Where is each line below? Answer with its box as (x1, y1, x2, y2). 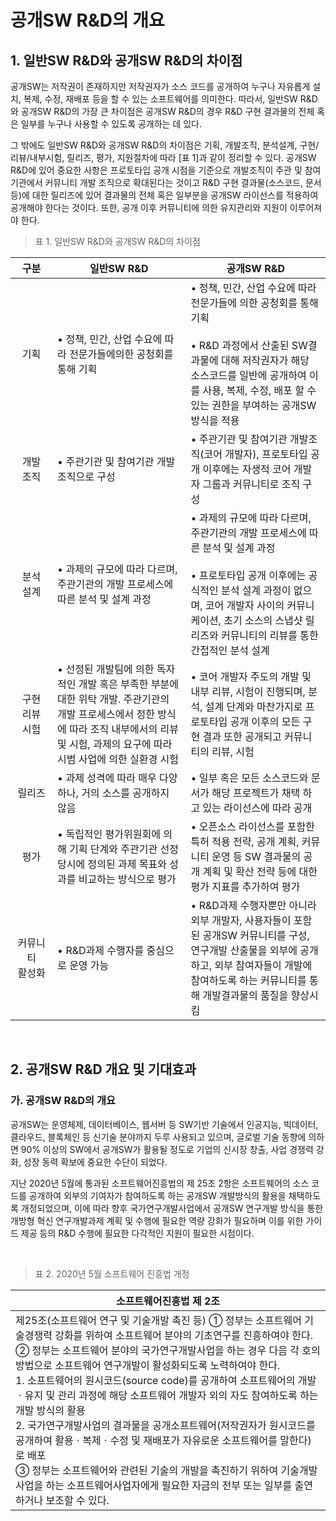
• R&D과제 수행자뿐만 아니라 (190, 899, 317, 912)
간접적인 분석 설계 (190, 644, 270, 657)
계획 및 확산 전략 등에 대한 (202, 865, 318, 878)
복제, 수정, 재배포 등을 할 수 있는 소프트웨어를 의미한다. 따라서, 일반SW (23, 93, 298, 105)
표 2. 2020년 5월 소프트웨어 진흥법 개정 (34, 1267, 190, 1280)
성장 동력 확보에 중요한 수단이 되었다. (23, 1156, 168, 1168)
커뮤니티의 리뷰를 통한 (220, 629, 319, 642)
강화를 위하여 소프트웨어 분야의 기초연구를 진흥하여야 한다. (54, 1328, 313, 1342)
